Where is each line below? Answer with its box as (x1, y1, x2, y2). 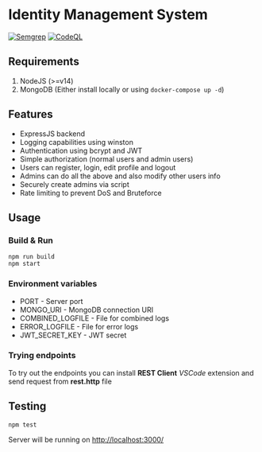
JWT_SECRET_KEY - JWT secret (19, 330, 127, 340)
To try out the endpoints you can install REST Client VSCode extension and (8, 368, 254, 377)
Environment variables (8, 279, 98, 290)
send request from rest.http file (8, 376, 113, 386)
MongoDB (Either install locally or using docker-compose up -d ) (19, 84, 225, 94)
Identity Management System (8, 6, 208, 24)
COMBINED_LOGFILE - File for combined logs (19, 313, 169, 323)
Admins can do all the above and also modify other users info (19, 171, 221, 181)
